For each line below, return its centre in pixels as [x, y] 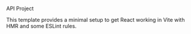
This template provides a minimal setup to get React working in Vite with [95, 20]
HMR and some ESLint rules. [41, 26]
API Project [20, 8]
